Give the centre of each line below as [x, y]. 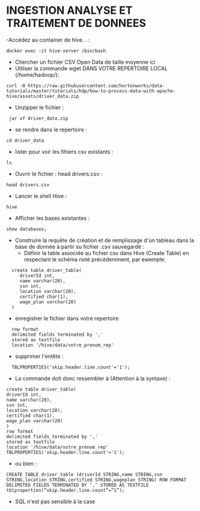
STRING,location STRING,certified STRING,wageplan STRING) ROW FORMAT [96, 480]
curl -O [16, 86]
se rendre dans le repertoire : [51, 129]
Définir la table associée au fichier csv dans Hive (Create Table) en [106, 253]
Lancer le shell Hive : [41, 196]
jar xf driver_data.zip [38, 118]
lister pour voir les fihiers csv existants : [64, 151]
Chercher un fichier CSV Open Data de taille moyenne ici [85, 62]
